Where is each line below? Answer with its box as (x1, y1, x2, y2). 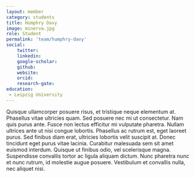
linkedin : (17, 53, 42, 59)
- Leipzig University (8, 92, 63, 98)
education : (6, 86, 33, 92)
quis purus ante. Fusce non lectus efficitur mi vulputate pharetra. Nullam (6, 120, 184, 128)
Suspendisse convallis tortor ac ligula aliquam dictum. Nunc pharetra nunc (6, 152, 190, 160)
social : (6, 42, 26, 48)
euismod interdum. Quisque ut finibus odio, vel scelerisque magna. (6, 146, 171, 153)
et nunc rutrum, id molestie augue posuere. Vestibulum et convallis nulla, (6, 158, 185, 165)
